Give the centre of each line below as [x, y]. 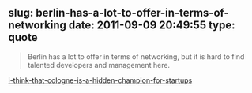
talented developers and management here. [99, 65]
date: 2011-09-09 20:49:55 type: [152, 26]
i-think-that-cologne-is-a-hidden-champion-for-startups [100, 80]
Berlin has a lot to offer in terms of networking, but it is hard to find [136, 56]
